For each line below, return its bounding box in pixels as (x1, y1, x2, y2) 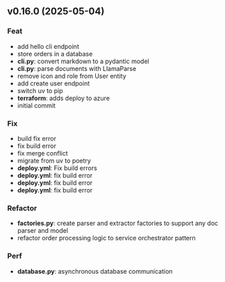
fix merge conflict (17, 149, 68, 157)
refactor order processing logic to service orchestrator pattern (17, 234, 196, 242)
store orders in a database (17, 49, 93, 58)
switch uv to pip (17, 86, 64, 94)
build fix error (17, 134, 57, 142)
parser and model (17, 226, 68, 235)
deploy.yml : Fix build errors (17, 163, 97, 172)
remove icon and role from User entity (17, 72, 126, 80)
